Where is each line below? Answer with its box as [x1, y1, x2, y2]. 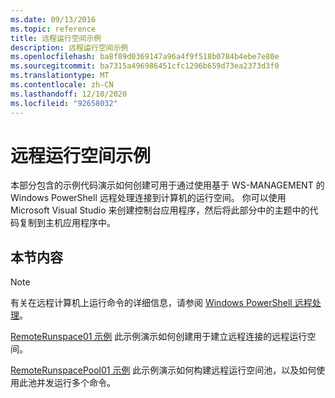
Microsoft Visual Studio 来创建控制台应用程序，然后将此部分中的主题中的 [10, 204, 310, 216]
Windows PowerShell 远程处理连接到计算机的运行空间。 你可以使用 [10, 192, 287, 204]
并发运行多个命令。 [36, 377, 116, 389]
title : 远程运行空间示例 [10, 33, 102, 43]
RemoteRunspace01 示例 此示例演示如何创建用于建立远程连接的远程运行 [10, 331, 308, 343]
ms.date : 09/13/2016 [10, 14, 97, 25]
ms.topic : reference [10, 24, 97, 34]
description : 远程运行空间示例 [10, 42, 129, 53]
